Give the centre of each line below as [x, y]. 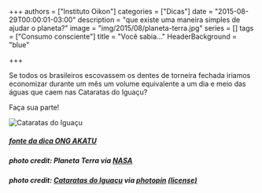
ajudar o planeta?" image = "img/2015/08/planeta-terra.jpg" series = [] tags [131, 28]
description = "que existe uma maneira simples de [159, 20]
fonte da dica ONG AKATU [53, 140]
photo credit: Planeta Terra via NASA [71, 160]
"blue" [19, 45]
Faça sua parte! [34, 107]
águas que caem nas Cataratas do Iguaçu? [78, 92]
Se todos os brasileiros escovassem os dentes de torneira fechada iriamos [130, 75]
